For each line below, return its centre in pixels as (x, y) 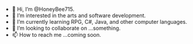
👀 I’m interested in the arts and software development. (79, 15)
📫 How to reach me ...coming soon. (56, 35)
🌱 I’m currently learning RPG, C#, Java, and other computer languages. (99, 22)
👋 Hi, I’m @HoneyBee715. (43, 9)
